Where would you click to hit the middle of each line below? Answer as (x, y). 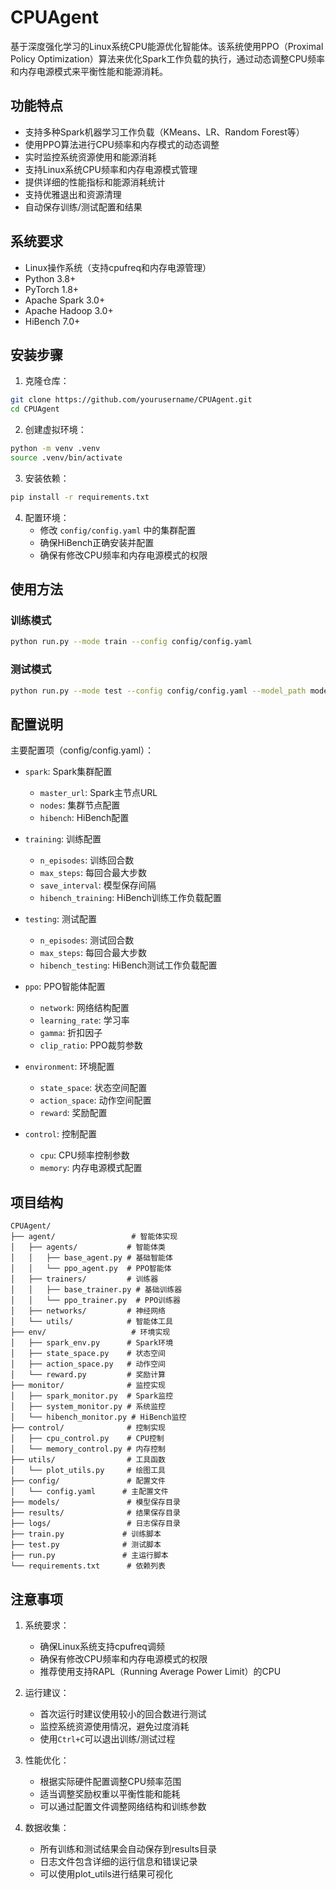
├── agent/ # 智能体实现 (94, 1237)
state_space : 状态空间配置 (93, 1088)
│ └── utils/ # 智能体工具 (91, 1322)
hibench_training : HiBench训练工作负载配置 (130, 898)
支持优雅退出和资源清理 (73, 194)
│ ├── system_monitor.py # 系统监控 (88, 1407)
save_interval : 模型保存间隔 (98, 885)
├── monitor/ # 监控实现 (88, 1386)
